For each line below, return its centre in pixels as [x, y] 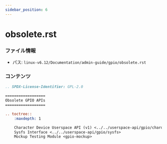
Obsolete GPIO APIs [25, 100]
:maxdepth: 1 [28, 119]
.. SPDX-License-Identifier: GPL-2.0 [44, 87]
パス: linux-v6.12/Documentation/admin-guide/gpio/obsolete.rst [79, 62]
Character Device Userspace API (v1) [53, 127]
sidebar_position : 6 [27, 10]
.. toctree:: [19, 114]
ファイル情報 [21, 50]
